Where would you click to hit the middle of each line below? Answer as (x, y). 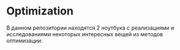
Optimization (40, 11)
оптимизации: (24, 40)
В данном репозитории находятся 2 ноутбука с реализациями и (90, 28)
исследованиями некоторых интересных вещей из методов (85, 34)
